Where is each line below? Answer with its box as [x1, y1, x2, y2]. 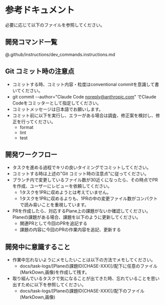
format [19, 124, 34, 130]
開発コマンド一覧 [5, 38, 57, 46]
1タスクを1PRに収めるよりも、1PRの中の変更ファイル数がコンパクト [19, 196, 158, 202]
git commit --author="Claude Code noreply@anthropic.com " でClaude [12, 94, 157, 100]
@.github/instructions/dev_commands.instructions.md [5, 51, 115, 57]
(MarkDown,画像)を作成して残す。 [19, 269, 90, 275]
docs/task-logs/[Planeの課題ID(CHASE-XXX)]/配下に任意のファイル [19, 263, 158, 269]
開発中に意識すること [5, 242, 70, 251]
